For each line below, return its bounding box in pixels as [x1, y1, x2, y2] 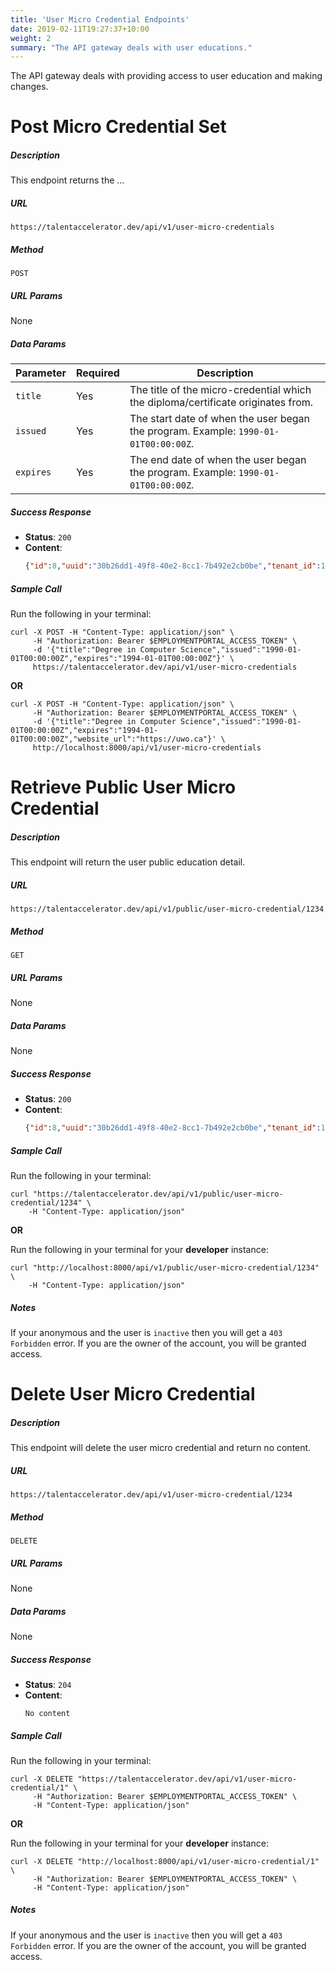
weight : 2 [10, 33, 52, 43]
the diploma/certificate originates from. [129, 396, 314, 410]
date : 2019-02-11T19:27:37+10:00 [10, 24, 150, 34]
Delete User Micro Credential [10, 1383, 256, 1406]
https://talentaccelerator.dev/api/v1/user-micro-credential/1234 [10, 1490, 293, 1500]
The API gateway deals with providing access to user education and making [10, 70, 323, 82]
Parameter [15, 366, 67, 380]
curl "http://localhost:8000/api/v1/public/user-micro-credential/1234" [10, 1262, 320, 1273]
